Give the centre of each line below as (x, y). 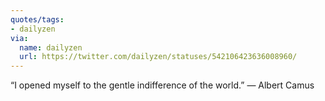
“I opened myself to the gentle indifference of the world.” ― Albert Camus (162, 85)
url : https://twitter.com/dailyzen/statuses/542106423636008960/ (158, 57)
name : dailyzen (51, 47)
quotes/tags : (37, 19)
